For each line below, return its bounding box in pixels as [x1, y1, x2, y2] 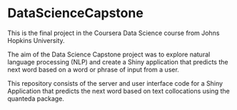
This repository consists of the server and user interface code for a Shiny [7, 79, 223, 87]
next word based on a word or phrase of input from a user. [7, 65, 180, 74]
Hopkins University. [7, 36, 66, 44]
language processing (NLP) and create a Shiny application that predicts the [7, 57, 228, 66]
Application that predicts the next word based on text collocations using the [7, 86, 230, 95]
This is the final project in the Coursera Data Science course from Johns [7, 29, 220, 37]
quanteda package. [7, 94, 64, 103]
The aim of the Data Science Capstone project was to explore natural [7, 50, 211, 59]
